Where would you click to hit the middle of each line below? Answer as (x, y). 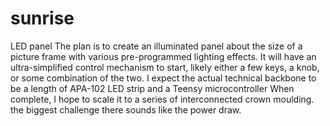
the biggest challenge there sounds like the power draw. (126, 109)
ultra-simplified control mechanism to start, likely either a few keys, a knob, (165, 67)
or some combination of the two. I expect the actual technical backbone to (163, 78)
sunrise (42, 18)
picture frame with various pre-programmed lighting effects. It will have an (163, 56)
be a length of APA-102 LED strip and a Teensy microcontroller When (152, 88)
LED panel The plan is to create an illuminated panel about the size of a (156, 46)
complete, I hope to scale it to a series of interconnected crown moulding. (162, 99)
